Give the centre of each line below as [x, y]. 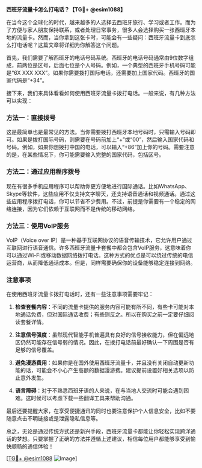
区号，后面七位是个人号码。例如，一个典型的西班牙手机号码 [111, 65]
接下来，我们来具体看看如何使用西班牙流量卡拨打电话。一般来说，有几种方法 [101, 93]
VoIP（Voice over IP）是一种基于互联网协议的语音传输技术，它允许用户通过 [99, 240]
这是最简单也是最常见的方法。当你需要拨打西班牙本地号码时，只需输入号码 [98, 132]
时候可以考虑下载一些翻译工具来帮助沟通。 [84, 398]
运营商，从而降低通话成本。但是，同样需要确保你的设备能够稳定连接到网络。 [101, 262]
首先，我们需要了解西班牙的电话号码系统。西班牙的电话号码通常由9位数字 [97, 58]
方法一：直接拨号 [31, 118]
